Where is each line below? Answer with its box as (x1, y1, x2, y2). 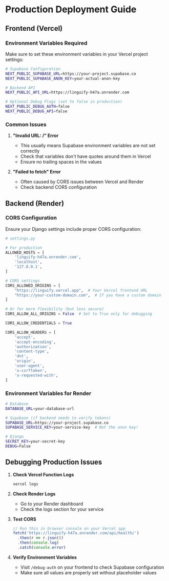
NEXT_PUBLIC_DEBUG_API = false (5, 109, 68, 114)
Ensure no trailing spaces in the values (20, 159, 102, 165)
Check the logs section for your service (20, 506, 104, 512)
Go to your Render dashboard (20, 500, 83, 507)
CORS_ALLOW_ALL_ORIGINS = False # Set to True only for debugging (5, 311, 153, 316)
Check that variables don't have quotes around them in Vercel (20, 153, 151, 159)
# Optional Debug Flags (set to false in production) (5, 99, 123, 105)
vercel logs (12, 481, 38, 487)
